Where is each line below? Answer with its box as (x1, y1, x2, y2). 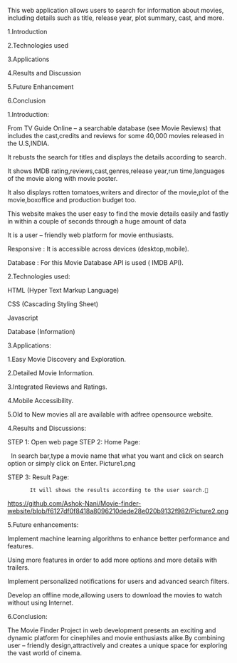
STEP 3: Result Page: (7, 473, 70, 481)
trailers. (7, 563, 30, 572)
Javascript (7, 313, 38, 322)
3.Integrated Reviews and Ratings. (7, 382, 108, 391)
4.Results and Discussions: (7, 424, 87, 432)
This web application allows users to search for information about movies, (7, 6, 224, 14)
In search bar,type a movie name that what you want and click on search (10, 451, 224, 460)
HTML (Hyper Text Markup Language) (7, 286, 120, 294)
